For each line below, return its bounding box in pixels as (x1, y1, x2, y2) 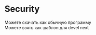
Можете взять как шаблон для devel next (4, 24, 89, 30)
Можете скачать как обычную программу (4, 19, 92, 25)
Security (4, 3, 40, 15)
